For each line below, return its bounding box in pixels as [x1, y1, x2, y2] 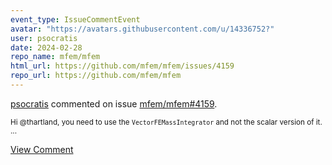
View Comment [10, 143, 74, 155]
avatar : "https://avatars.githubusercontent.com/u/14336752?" [10, 24, 275, 34]
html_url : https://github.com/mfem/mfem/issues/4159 [10, 61, 235, 71]
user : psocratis [10, 33, 78, 43]
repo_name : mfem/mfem [10, 52, 101, 62]
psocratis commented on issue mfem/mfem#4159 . [10, 97, 218, 110]
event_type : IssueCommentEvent [10, 14, 141, 25]
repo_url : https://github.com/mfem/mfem [10, 71, 182, 81]
